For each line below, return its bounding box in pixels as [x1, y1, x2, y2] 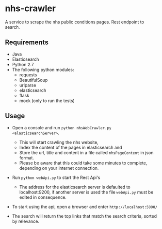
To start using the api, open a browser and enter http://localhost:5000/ [12, 204, 158, 210]
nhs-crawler [5, 3, 56, 14]
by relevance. [12, 218, 40, 224]
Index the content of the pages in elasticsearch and [19, 144, 122, 150]
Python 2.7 [12, 61, 34, 67]
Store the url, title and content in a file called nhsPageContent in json [19, 149, 154, 156]
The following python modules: [12, 67, 74, 72]
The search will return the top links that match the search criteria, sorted [12, 213, 157, 219]
